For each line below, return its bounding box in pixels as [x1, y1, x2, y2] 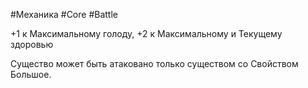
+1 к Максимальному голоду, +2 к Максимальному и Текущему [10, 28, 283, 39]
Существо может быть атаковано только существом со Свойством [10, 58, 299, 69]
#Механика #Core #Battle [10, 9, 118, 20]
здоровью [10, 39, 54, 50]
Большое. [10, 69, 52, 80]
